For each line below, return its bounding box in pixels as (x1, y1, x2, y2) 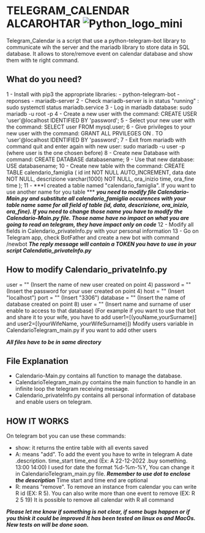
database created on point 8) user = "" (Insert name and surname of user (6, 300, 192, 308)
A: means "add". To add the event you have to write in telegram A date (15, 451, 193, 458)
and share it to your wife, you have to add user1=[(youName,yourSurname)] (6, 313, 197, 320)
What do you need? (6, 74, 83, 85)
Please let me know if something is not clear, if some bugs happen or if (6, 508, 190, 515)
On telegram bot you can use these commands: (6, 433, 127, 440)
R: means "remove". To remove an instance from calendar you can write (15, 483, 197, 491)
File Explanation (6, 356, 69, 366)
